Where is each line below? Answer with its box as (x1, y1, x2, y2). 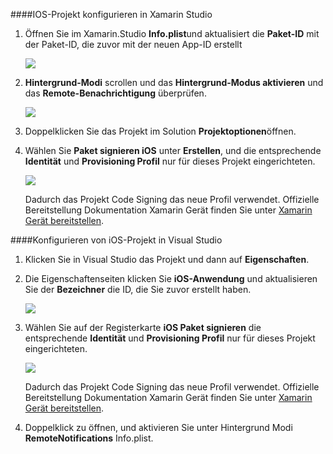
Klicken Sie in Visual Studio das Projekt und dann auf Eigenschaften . (24, 254, 310, 265)
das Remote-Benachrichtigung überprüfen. (24, 87, 207, 99)
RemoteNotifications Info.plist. (24, 432, 154, 444)
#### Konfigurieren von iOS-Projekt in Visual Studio (10, 234, 223, 246)
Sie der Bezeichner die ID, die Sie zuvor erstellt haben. (24, 284, 252, 295)
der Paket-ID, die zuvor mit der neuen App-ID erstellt (24, 39, 243, 50)
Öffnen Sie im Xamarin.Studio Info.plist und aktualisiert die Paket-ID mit (24, 28, 320, 39)
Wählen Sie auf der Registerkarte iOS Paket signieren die (24, 322, 262, 333)
